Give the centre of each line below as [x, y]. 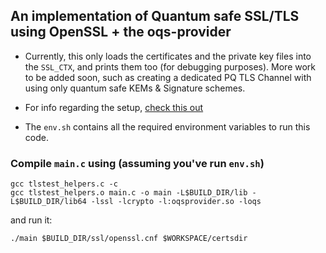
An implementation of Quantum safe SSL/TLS [155, 16]
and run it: [31, 220]
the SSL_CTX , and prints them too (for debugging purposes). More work [170, 66]
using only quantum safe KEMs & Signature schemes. [135, 88]
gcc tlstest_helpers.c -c [64, 184]
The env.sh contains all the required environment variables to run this [167, 126]
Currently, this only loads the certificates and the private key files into [168, 56]
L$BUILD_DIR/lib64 [48, 202]
